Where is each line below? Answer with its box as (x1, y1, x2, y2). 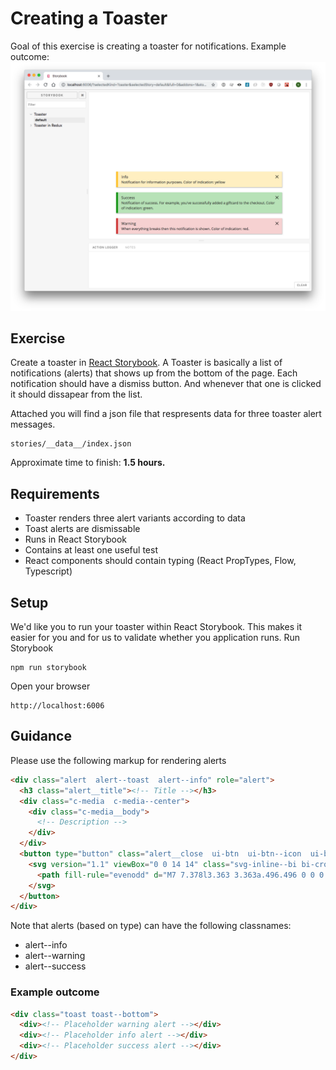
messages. (10, 418, 56, 431)
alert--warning (24, 950, 86, 962)
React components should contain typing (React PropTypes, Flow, (24, 555, 297, 567)
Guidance (10, 728, 72, 745)
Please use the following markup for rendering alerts (10, 754, 227, 766)
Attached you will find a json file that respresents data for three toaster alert (10, 408, 322, 420)
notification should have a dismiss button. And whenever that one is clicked (10, 378, 322, 390)
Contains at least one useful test (24, 544, 158, 556)
